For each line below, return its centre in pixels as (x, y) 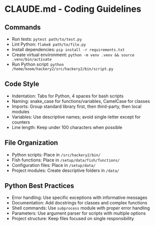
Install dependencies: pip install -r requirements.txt (68, 49)
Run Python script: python (38, 64)
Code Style (22, 84)
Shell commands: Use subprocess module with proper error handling (81, 208)
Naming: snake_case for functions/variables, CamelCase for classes (81, 101)
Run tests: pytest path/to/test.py (47, 39)
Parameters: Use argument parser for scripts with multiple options (79, 213)
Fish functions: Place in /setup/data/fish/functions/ (66, 160)
